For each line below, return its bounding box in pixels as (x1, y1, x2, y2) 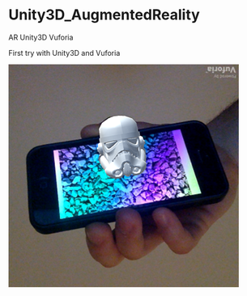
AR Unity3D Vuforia (8, 32, 74, 42)
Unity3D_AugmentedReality (8, 6, 200, 24)
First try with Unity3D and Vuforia (8, 48, 121, 57)
